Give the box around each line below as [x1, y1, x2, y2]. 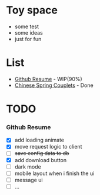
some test [14, 23, 39, 30]
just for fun [14, 35, 42, 42]
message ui [14, 176, 43, 183]
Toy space [6, 4, 58, 17]
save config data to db [14, 150, 69, 157]
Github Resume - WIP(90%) [14, 75, 82, 82]
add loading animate [14, 136, 65, 144]
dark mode [14, 163, 41, 170]
